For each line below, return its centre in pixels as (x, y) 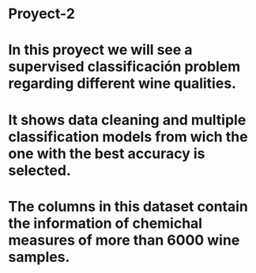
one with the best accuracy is (107, 153)
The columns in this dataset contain (128, 206)
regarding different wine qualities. (122, 83)
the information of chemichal (105, 223)
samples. (39, 257)
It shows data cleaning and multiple (127, 120)
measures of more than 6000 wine (124, 240)
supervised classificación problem (124, 67)
